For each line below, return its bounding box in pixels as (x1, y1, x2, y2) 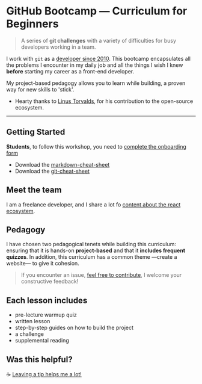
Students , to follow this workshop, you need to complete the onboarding (6, 143, 186, 150)
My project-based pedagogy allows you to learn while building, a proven (6, 79, 186, 87)
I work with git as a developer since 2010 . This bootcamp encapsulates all (6, 55, 191, 62)
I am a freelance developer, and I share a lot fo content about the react (6, 200, 181, 208)
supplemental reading (14, 337, 69, 344)
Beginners (6, 17, 59, 31)
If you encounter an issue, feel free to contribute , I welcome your (20, 271, 182, 279)
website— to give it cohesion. (6, 260, 79, 267)
